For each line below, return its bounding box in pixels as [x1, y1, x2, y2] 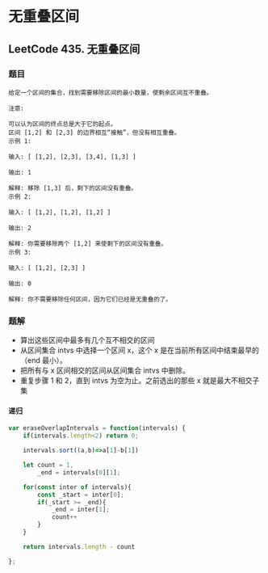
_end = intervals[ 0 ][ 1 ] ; [37, 468, 121, 477]
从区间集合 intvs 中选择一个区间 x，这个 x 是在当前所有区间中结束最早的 [19, 345, 260, 356]
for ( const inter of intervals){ [23, 482, 132, 491]
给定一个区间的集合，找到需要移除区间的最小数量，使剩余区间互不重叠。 [8, 88, 213, 97]
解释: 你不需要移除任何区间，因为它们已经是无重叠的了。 [8, 295, 172, 303]
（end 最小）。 [19, 356, 67, 365]
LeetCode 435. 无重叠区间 [8, 42, 140, 56]
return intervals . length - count [23, 542, 136, 550]
